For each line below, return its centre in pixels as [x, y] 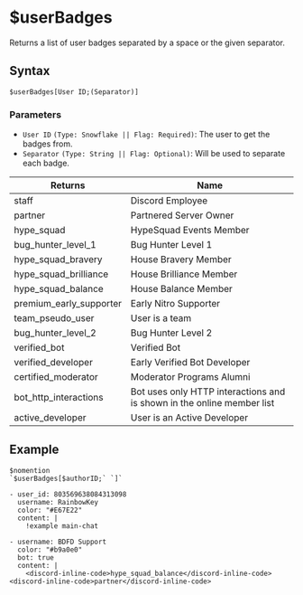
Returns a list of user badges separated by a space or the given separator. [147, 42]
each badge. [46, 163]
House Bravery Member [181, 260]
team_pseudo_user [54, 318]
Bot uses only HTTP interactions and [208, 392]
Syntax [30, 71]
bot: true [36, 557]
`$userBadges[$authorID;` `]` [66, 478]
